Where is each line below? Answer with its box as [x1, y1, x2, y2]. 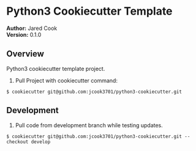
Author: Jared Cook [6, 24, 58, 32]
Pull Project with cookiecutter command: [15, 76, 118, 84]
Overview [6, 49, 45, 59]
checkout [6, 139, 29, 145]
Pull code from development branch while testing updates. [15, 121, 164, 129]
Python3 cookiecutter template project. [6, 65, 105, 72]
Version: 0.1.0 [6, 31, 42, 38]
